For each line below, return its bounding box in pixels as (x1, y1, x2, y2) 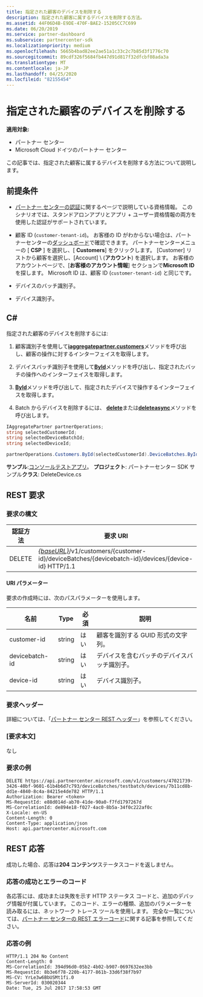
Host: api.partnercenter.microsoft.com (6, 825, 107, 832)
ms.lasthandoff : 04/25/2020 (6, 71, 77, 77)
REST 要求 (6, 490, 45, 501)
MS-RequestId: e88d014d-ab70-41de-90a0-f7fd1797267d (6, 799, 142, 805)
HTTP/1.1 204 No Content (6, 953, 69, 959)
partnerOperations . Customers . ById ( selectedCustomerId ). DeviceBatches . (6, 452, 188, 458)
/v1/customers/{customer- (68, 547, 146, 555)
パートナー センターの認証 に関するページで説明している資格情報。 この (14, 203, 193, 210)
